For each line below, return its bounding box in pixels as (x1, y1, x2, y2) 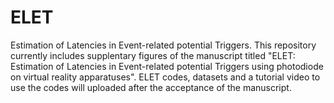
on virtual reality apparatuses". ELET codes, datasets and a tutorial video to (10, 71, 321, 83)
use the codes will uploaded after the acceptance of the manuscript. (10, 81, 292, 93)
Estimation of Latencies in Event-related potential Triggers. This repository (10, 39, 317, 51)
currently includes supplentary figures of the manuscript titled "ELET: (10, 49, 296, 61)
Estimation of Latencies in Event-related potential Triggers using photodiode (10, 60, 324, 72)
